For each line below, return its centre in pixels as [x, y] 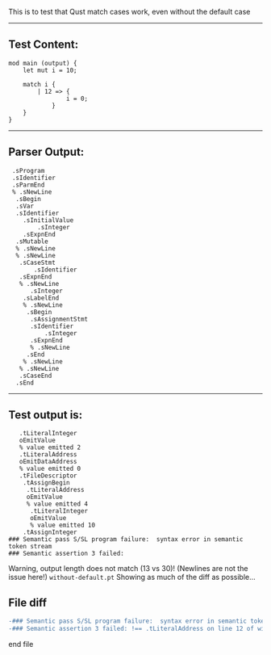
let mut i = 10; [50, 70]
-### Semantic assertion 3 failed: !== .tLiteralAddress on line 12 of [131, 629]
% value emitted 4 [57, 504]
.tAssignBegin [46, 483]
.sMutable [32, 241]
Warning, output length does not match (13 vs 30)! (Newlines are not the [128, 569]
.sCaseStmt [38, 262]
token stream [30, 547]
